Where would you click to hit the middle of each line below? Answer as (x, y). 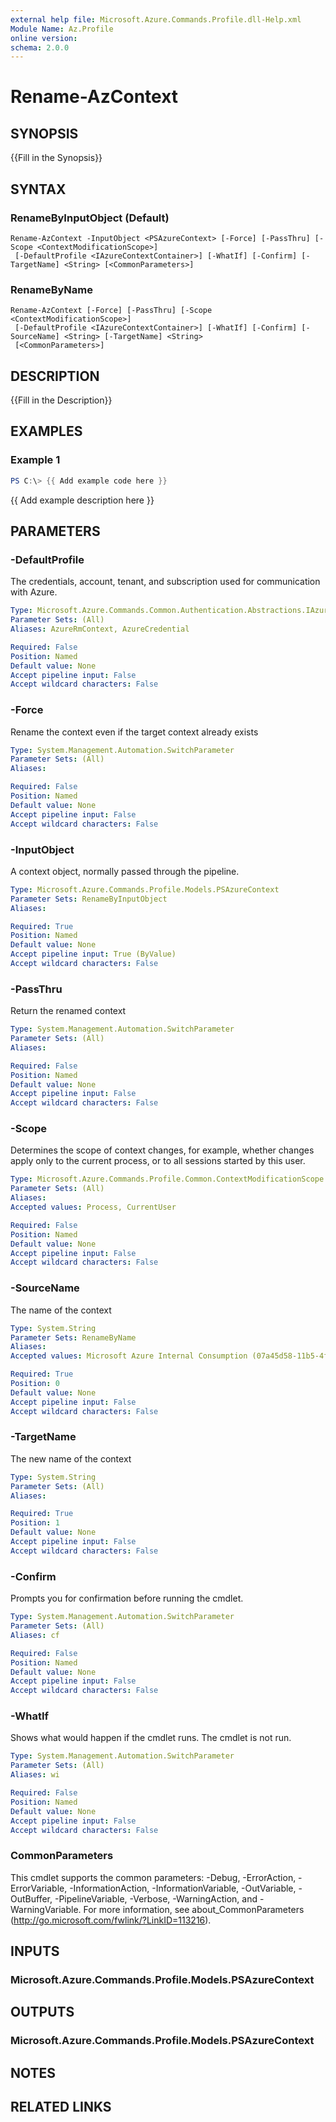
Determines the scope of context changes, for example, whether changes (162, 1150)
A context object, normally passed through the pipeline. (125, 871)
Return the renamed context (68, 1011)
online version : (44, 38)
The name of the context (61, 1310)
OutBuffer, (31, 1898)
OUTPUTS (42, 2012)
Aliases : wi (35, 1775)
